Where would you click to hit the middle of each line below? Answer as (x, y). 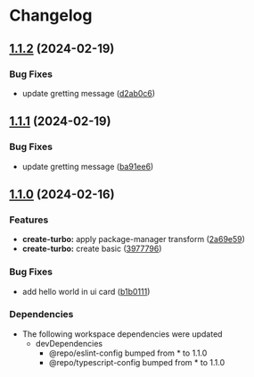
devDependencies (69, 343)
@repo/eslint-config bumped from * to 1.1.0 (128, 353)
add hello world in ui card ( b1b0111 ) (86, 291)
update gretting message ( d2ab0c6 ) (89, 93)
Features (29, 220)
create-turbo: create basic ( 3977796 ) (92, 249)
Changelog (51, 16)
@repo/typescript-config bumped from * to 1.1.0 (137, 362)
